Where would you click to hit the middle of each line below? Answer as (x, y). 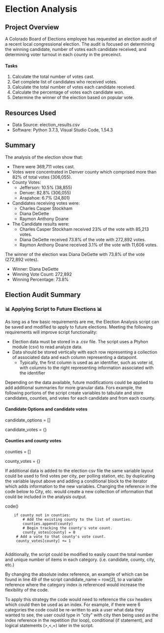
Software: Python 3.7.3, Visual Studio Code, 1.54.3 (63, 130)
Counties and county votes (33, 441)
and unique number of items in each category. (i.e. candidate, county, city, (80, 559)
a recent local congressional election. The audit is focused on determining (80, 44)
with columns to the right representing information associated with (86, 367)
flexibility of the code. (27, 590)
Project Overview (32, 27)
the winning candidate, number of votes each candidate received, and (76, 49)
